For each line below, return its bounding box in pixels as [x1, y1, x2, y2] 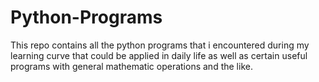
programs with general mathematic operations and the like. [10, 60, 253, 72]
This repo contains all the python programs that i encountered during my [10, 39, 310, 51]
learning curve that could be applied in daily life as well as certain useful [10, 49, 308, 61]
